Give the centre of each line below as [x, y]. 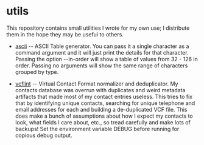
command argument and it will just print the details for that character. [102, 52]
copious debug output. [44, 135]
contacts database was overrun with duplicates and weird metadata [100, 90]
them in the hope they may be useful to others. [65, 34]
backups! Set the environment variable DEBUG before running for [97, 129]
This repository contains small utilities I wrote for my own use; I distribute [98, 28]
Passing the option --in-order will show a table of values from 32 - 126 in [106, 59]
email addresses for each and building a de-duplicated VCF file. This [101, 109]
